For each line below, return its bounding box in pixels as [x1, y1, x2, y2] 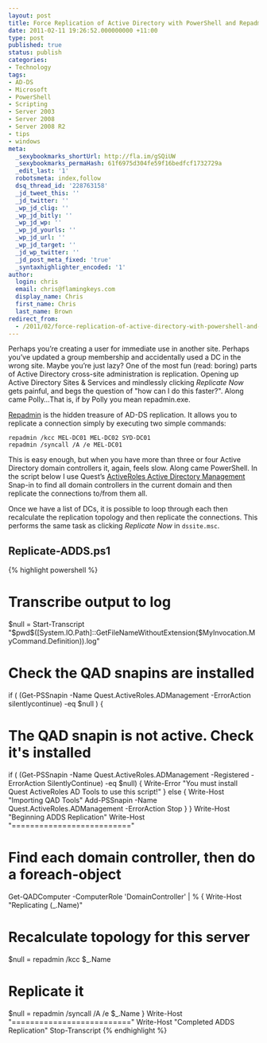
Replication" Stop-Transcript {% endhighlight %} [8, 1025, 168, 1035]
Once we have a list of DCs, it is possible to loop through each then [8, 504, 229, 514]
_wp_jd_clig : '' [15, 204, 69, 212]
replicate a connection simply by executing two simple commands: [8, 418, 226, 428]
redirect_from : [8, 315, 59, 323]
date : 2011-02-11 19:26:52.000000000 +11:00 [8, 26, 158, 34]
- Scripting [8, 100, 48, 108]
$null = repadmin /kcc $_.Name [8, 954, 111, 963]
